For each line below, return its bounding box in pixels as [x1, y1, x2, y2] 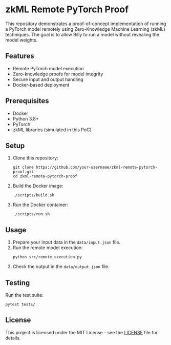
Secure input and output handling [12, 76, 83, 83]
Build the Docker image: [12, 183, 64, 189]
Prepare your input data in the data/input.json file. [12, 239, 121, 246]
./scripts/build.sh [12, 193, 55, 198]
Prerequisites [5, 96, 49, 106]
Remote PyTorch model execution [12, 65, 84, 71]
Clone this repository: [12, 155, 58, 161]
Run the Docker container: [12, 201, 68, 208]
